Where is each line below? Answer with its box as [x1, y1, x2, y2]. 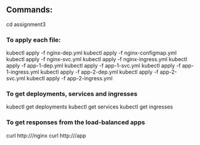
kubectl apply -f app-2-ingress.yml [26, 75, 113, 82]
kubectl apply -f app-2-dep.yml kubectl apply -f [40, 68, 159, 75]
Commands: [6, 5, 53, 15]
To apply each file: [6, 35, 61, 44]
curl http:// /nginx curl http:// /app [6, 132, 87, 139]
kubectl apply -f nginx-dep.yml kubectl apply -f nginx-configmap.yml [6, 49, 177, 56]
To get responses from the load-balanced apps [6, 118, 145, 126]
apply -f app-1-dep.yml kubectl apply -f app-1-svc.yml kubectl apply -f [6, 62, 181, 70]
